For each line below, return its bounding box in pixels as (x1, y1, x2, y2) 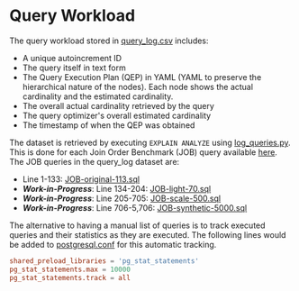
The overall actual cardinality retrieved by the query (22, 100, 214, 111)
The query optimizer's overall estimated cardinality (22, 110, 212, 121)
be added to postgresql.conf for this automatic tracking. (9, 239, 217, 250)
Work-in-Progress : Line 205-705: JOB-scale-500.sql (22, 193, 222, 204)
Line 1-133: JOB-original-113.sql (22, 173, 140, 185)
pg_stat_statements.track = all (9, 273, 131, 282)
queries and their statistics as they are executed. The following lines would (9, 229, 286, 240)
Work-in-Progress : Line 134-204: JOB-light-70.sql (22, 183, 212, 194)
